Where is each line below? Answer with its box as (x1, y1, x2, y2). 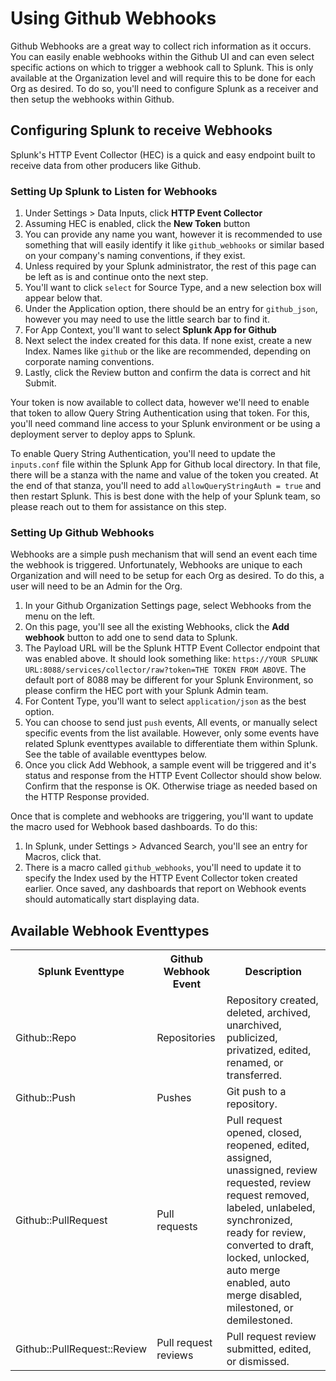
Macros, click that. (24, 851, 102, 863)
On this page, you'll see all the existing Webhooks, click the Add (24, 621, 290, 633)
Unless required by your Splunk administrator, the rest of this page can (24, 260, 317, 272)
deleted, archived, (226, 1006, 312, 1020)
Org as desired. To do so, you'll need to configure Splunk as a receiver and (10, 82, 319, 94)
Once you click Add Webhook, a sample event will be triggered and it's (24, 759, 317, 771)
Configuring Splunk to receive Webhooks (10, 122, 273, 139)
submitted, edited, (226, 1342, 312, 1356)
